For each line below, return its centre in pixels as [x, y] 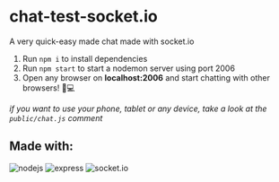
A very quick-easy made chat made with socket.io [102, 41]
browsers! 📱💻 [48, 88]
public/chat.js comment [56, 117]
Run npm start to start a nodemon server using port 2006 [129, 68]
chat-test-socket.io [84, 17]
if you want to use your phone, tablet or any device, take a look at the [138, 108]
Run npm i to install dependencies [85, 58]
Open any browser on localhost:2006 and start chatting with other [146, 77]
